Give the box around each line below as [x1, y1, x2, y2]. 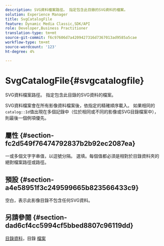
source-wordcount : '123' [5, 44, 57, 49]
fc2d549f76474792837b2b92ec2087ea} [5, 139, 136, 148]
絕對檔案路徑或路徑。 [5, 159, 49, 165]
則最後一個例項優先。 [5, 115, 49, 121]
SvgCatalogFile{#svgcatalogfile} [5, 75, 145, 86]
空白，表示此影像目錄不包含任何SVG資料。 [5, 198, 93, 204]
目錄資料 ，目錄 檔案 [5, 235, 46, 241]
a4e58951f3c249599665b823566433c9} [5, 183, 139, 192]
